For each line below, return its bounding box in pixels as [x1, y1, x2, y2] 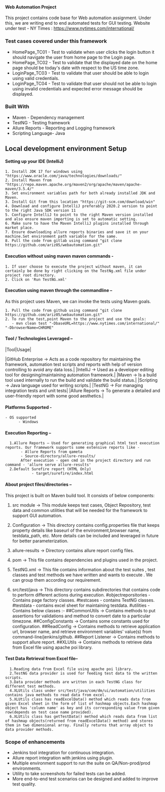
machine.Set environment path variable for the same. [5, 234, 118, 239]
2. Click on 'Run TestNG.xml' [5, 277, 67, 282]
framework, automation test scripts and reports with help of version [5, 361, 142, 367]
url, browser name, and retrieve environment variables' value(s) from [12, 629, 152, 634]
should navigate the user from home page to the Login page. [12, 54, 135, 60]
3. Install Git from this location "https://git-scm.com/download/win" [5, 199, 155, 204]
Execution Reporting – [5, 430, 51, 436]
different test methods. [5, 684, 56, 689]
